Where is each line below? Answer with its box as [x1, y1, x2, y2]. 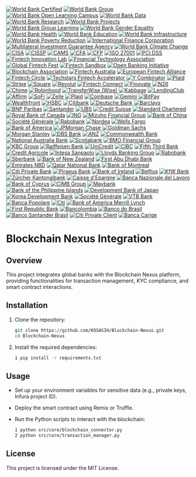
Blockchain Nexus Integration [6, 232, 153, 246]
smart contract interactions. [6, 284, 73, 290]
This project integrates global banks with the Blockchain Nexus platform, [6, 271, 181, 278]
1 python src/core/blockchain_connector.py [14, 427, 123, 433]
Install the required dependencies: [14, 344, 98, 351]
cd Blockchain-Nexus [14, 332, 65, 339]
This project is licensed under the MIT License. [6, 464, 119, 471]
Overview [6, 256, 43, 266]
